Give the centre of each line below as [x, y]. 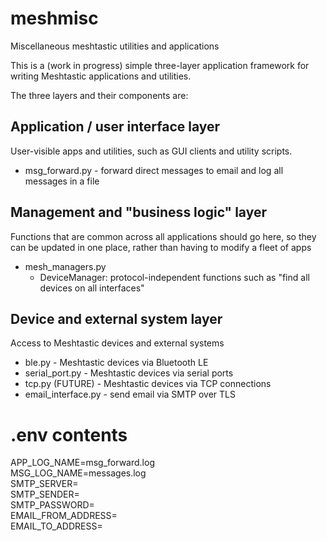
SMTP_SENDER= [45, 494]
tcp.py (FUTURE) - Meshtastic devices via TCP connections [148, 384]
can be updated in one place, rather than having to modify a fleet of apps [161, 247]
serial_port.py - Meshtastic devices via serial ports [129, 373]
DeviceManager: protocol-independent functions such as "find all [174, 277]
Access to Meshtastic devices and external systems [117, 343]
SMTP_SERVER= [44, 484]
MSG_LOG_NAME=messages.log [78, 473]
